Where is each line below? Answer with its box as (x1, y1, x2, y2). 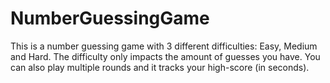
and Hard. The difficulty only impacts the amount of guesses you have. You (10, 50, 321, 62)
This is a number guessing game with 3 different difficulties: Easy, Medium (10, 40, 318, 52)
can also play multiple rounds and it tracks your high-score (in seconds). (10, 61, 310, 73)
